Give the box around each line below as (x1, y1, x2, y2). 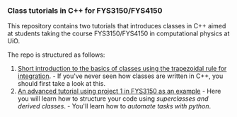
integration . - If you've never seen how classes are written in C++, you (17, 72, 224, 80)
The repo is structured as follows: (7, 50, 105, 59)
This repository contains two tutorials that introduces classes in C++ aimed (7, 22, 226, 30)
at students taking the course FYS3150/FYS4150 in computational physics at (7, 29, 230, 38)
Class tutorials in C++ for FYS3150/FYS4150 (7, 6, 163, 16)
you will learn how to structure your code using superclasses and (17, 94, 209, 103)
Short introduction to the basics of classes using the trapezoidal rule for (17, 65, 227, 73)
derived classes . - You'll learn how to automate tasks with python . (17, 102, 211, 111)
